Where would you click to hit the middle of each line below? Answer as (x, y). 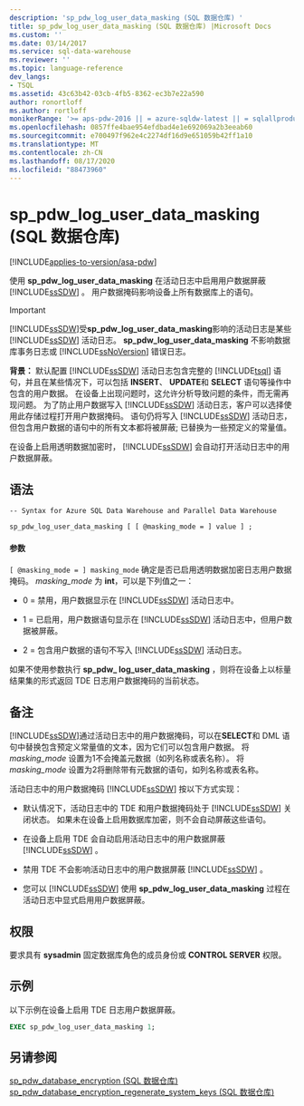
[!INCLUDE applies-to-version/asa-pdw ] (83, 262)
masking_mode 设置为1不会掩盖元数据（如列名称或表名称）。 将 (127, 759)
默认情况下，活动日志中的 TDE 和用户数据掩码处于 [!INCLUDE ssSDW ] (152, 809)
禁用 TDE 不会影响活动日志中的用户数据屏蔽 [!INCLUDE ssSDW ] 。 (145, 869)
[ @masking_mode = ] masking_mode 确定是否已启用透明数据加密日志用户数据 (151, 570)
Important (28, 310)
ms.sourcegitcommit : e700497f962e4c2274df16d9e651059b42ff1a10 (131, 136)
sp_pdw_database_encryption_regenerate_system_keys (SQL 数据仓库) (142, 1092)
